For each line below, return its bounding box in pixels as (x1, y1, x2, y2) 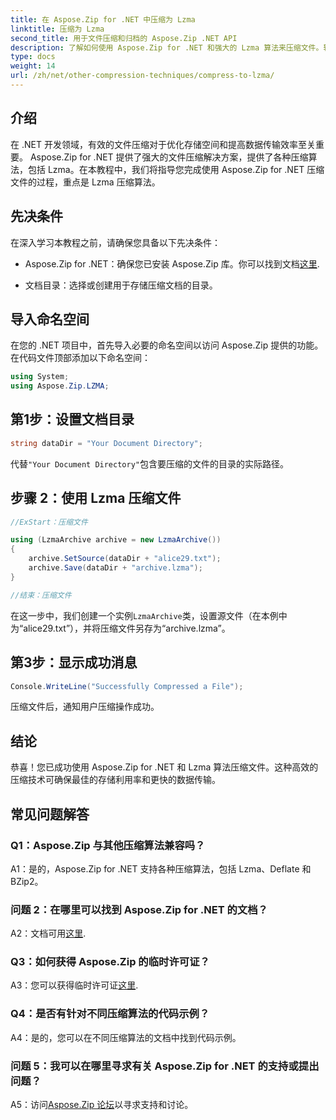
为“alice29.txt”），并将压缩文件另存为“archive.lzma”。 (10, 622, 231, 634)
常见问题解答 (10, 806, 90, 823)
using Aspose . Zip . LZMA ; (10, 381, 110, 391)
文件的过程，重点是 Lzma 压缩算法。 (10, 176, 161, 188)
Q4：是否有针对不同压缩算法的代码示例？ (10, 1007, 210, 1021)
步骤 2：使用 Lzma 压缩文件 (10, 490, 182, 507)
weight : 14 (10, 61, 56, 71)
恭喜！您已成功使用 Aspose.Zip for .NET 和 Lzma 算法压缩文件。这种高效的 (10, 761, 319, 773)
